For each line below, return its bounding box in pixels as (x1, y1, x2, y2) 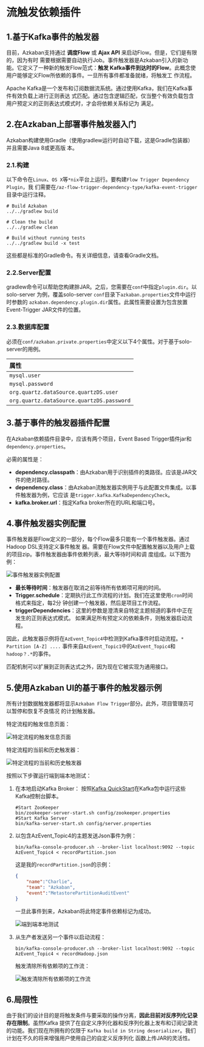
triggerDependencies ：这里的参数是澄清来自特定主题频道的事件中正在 (15, 607, 193, 614)
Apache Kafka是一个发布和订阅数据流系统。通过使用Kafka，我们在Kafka (6, 84, 188, 92)
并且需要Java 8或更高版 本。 (6, 144, 78, 151)
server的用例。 (6, 345, 44, 352)
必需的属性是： (6, 455, 44, 462)
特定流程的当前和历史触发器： (6, 746, 81, 753)
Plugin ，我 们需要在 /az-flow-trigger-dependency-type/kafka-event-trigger (6, 184, 198, 191)
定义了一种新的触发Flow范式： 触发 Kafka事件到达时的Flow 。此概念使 (22, 64, 196, 71)
